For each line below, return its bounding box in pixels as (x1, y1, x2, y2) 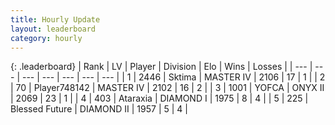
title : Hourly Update (10, 14, 101, 25)
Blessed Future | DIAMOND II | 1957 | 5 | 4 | (10, 103, 188, 115)
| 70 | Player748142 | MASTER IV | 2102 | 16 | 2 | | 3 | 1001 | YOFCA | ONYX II (10, 82, 325, 94)
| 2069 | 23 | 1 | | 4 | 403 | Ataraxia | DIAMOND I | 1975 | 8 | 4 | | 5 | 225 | (10, 92, 309, 105)
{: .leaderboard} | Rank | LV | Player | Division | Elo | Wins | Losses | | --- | (10, 61, 313, 73)
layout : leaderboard (10, 24, 97, 34)
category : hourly (10, 33, 83, 43)
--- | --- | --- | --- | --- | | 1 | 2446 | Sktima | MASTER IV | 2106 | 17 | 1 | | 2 (21, 71, 326, 83)
